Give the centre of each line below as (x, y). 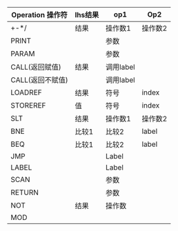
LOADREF (27, 92)
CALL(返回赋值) (36, 67)
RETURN (25, 192)
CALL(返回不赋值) (40, 80)
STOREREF (28, 105)
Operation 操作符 (39, 15)
